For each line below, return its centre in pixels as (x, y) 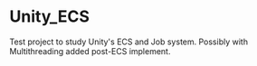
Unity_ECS (50, 17)
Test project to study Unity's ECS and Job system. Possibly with (129, 42)
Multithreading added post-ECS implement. (90, 51)
